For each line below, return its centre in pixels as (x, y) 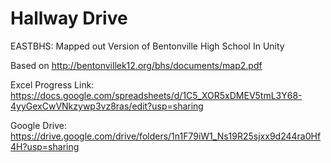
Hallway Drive (69, 18)
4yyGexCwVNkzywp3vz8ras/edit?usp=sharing (107, 106)
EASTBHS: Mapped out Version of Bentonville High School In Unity (147, 46)
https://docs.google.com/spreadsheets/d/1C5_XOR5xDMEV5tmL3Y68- (156, 95)
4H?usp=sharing (45, 146)
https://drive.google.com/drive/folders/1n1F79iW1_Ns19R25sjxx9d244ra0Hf (166, 136)
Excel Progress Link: (52, 84)
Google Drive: (39, 125)
